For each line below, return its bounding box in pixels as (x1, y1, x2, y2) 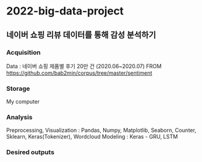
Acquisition (6, 48, 41, 57)
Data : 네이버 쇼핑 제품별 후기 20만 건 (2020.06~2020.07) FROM (6, 62, 162, 70)
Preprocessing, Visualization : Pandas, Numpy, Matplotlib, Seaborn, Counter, (6, 126, 197, 134)
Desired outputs (6, 148, 55, 157)
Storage (6, 84, 30, 93)
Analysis (6, 113, 33, 122)
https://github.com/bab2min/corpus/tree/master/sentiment (6, 69, 153, 76)
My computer (6, 98, 40, 105)
